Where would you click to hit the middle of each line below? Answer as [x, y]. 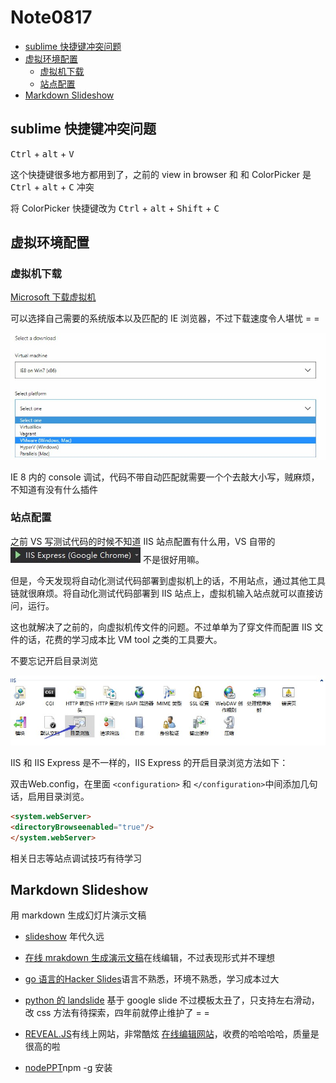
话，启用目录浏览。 [50, 796]
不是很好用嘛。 [173, 559]
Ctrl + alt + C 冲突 [52, 187]
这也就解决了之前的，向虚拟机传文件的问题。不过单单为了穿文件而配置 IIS [161, 627]
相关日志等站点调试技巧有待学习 [76, 858]
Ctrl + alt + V [42, 153]
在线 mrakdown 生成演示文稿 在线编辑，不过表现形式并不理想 [149, 958]
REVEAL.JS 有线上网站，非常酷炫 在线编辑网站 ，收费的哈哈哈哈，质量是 [172, 1034]
